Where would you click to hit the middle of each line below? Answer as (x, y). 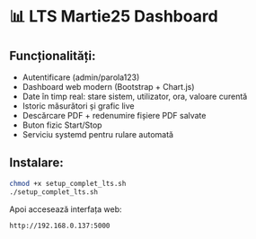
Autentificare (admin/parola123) (81, 77)
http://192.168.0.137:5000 (60, 226)
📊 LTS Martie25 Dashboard (114, 17)
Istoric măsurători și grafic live (78, 106)
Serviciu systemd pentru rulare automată (97, 134)
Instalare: (37, 163)
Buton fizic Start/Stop (62, 125)
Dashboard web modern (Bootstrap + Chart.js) (108, 87)
